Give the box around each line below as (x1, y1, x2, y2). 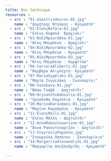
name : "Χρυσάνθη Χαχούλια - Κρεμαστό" (14, 97, 98, 102)
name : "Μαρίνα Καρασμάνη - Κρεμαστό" (14, 106, 95, 111)
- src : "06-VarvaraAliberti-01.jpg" (10, 64, 89, 69)
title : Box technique (5, 7, 51, 13)
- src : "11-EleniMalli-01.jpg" (10, 111, 78, 116)
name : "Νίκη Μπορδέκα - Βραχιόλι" (14, 41, 89, 46)
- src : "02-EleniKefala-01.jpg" (10, 26, 80, 31)
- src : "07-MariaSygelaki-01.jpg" (10, 73, 84, 78)
